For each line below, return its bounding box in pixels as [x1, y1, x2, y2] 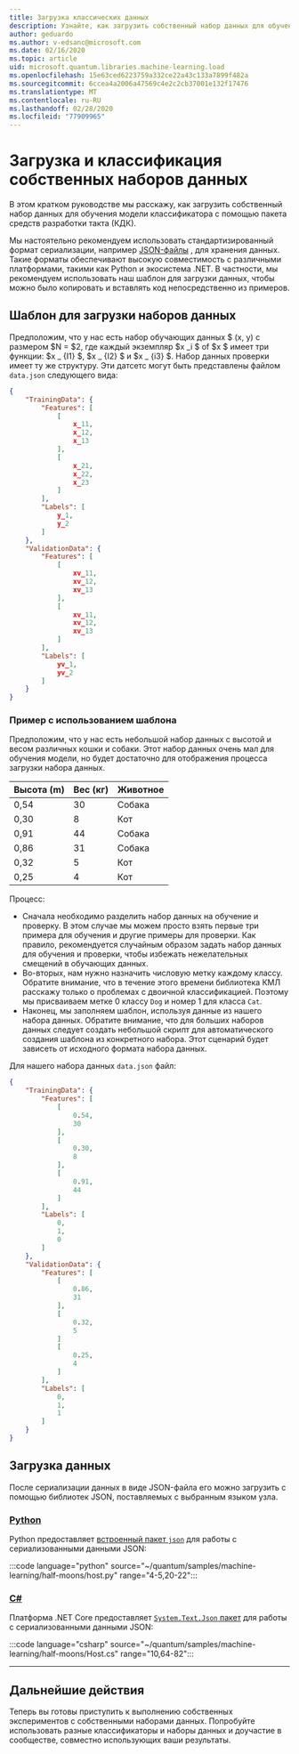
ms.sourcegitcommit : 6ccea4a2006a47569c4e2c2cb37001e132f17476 [9, 79, 249, 88]
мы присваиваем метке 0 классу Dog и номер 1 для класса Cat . [21, 996, 263, 1006]
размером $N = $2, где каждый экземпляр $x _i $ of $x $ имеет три [9, 341, 270, 352]
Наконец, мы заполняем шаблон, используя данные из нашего [21, 1006, 263, 1016]
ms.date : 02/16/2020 [9, 46, 86, 55]
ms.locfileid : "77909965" [9, 112, 105, 121]
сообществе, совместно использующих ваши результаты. [9, 1734, 231, 1745]
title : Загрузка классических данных [9, 12, 149, 22]
